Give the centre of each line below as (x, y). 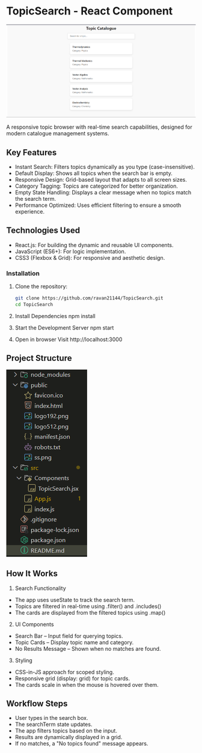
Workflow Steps (37, 703)
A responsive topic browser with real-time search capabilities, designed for (99, 127)
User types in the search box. (51, 718)
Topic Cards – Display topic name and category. (74, 642)
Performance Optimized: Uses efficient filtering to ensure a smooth (98, 205)
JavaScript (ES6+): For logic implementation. (70, 251)
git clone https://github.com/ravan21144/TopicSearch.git (89, 298)
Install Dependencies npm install (55, 316)
